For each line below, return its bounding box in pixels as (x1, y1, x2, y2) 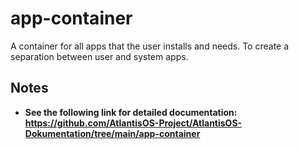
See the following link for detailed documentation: (24, 106, 238, 118)
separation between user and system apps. (10, 50, 189, 62)
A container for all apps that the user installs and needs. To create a (10, 40, 290, 52)
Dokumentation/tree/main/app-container (24, 127, 201, 139)
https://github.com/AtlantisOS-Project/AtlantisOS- (24, 117, 243, 129)
